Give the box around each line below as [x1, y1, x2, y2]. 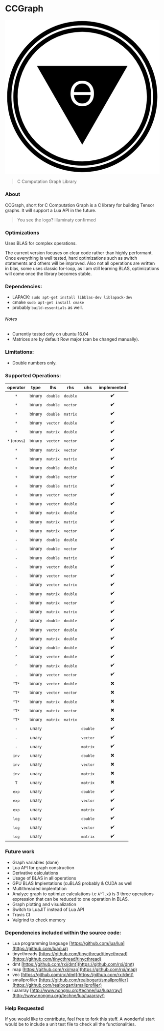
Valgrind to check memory [12, 917, 66, 923]
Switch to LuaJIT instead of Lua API [12, 906, 84, 912]
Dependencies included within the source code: [5, 929, 121, 936]
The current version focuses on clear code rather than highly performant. [5, 249, 153, 256]
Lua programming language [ [12, 940, 71, 946]
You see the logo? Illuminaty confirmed [17, 217, 96, 223]
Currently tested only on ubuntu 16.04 [12, 331, 89, 337]
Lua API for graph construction [12, 864, 74, 871]
